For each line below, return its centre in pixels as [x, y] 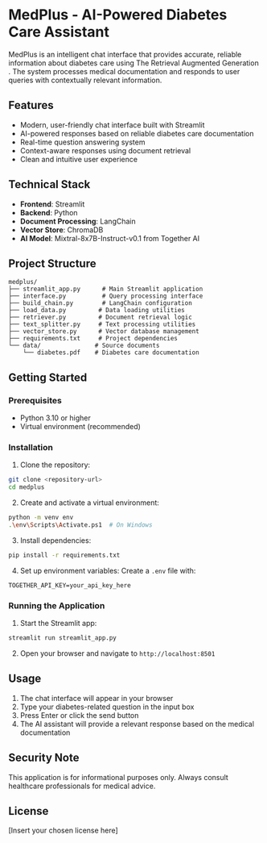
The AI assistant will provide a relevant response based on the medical [137, 724]
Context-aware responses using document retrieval [105, 150]
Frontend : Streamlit [52, 204]
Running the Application [57, 605]
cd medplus [27, 487]
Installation [31, 447]
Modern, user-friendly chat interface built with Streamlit [112, 125]
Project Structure [52, 263]
